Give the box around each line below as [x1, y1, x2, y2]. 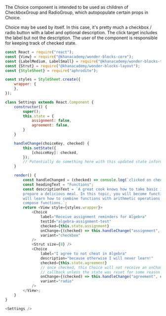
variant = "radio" [40, 279, 74, 284]
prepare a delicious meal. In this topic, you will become [23, 191, 147, 196]
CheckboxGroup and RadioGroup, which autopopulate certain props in [5, 9, 149, 15]
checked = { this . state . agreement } [40, 260, 107, 265]
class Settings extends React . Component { [5, 100, 94, 105]
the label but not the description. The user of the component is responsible [5, 35, 158, 41]
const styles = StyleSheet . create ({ [5, 77, 81, 82]
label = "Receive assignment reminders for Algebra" [40, 214, 147, 219]
